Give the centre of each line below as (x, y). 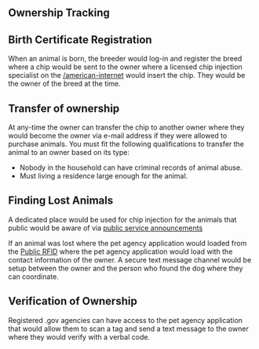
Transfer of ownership (64, 108)
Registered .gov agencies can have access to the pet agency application (126, 320)
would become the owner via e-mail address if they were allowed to (118, 136)
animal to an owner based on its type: (69, 152)
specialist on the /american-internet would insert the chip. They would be (127, 75)
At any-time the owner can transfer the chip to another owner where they (126, 127)
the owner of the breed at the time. (64, 84)
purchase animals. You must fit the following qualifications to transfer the (126, 144)
